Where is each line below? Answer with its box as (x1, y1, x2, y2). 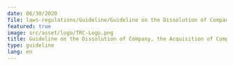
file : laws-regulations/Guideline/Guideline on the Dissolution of (7, 16, 208, 23)
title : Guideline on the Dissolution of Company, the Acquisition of (7, 36, 214, 43)
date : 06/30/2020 (7, 10, 58, 17)
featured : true (7, 23, 52, 30)
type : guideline (7, 42, 54, 49)
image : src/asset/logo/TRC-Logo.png (7, 29, 114, 36)
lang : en (7, 49, 33, 56)
